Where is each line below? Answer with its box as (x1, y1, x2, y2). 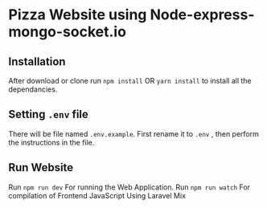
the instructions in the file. (8, 137, 95, 147)
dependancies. (8, 84, 58, 94)
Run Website (8, 161, 74, 174)
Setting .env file (8, 108, 88, 121)
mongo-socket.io (8, 22, 127, 41)
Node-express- (150, 6, 255, 24)
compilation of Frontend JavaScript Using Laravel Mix (8, 190, 187, 200)
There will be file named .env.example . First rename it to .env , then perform (8, 128, 259, 138)
